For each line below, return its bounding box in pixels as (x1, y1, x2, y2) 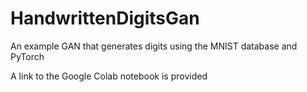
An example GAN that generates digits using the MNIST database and (10, 40, 298, 52)
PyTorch (10, 50, 45, 62)
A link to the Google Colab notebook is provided (10, 70, 208, 82)
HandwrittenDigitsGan (10, 7, 200, 30)
